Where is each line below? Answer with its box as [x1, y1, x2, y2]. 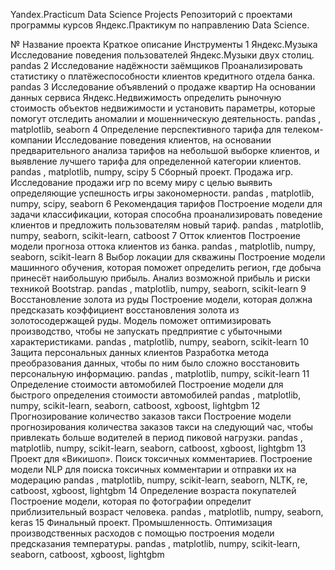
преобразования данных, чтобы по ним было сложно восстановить [10, 357, 300, 369]
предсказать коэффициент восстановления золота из [10, 304, 240, 316]
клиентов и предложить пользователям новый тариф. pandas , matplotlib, [10, 219, 324, 231]
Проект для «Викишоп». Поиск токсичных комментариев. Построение [10, 453, 313, 464]
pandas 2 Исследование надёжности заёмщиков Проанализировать [10, 60, 303, 71]
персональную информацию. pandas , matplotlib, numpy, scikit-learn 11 [10, 368, 310, 379]
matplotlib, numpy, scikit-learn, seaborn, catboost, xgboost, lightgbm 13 [10, 442, 307, 454]
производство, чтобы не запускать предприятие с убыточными [10, 325, 283, 337]
